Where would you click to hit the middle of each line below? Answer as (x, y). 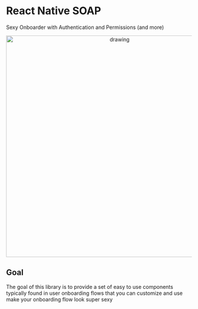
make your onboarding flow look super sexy (60, 299)
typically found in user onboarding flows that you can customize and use (95, 293)
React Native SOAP (54, 11)
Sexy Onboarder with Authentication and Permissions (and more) (85, 27)
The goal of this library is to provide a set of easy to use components (90, 287)
